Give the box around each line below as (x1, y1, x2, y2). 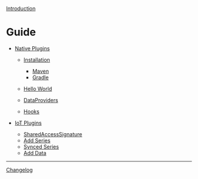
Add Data (23, 149, 47, 156)
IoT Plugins (14, 119, 42, 126)
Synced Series (23, 143, 59, 150)
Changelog (6, 166, 33, 173)
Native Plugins (14, 45, 50, 52)
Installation (23, 56, 50, 63)
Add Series (23, 137, 51, 144)
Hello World (23, 85, 52, 92)
